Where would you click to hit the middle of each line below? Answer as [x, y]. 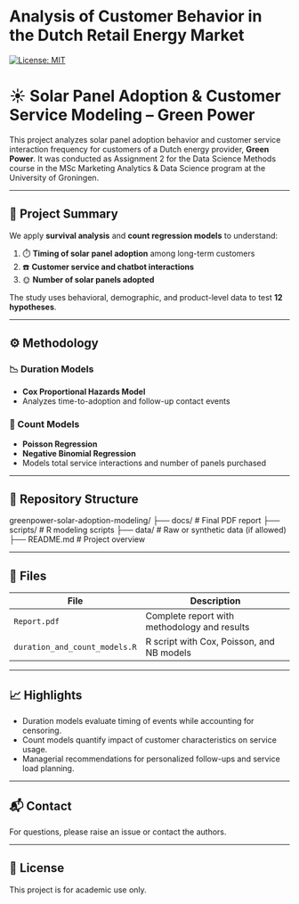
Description [215, 601]
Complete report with [190, 616]
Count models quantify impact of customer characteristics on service [149, 740]
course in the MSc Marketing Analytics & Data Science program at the [137, 168]
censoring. [42, 731]
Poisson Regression [60, 444]
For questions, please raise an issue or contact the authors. [118, 832]
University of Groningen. [54, 177]
